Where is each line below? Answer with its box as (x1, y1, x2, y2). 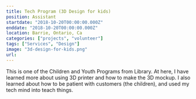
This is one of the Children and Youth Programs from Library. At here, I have (6, 68, 189, 75)
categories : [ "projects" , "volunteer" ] (6, 36, 104, 41)
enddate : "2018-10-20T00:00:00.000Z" (6, 24, 98, 31)
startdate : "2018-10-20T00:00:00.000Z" (6, 19, 104, 25)
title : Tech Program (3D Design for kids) (6, 8, 111, 15)
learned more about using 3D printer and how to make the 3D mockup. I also (6, 74, 191, 81)
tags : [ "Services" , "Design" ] (6, 41, 80, 47)
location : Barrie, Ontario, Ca (6, 30, 82, 36)
